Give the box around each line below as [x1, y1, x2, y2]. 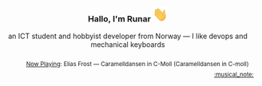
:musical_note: [213, 70, 254, 78]
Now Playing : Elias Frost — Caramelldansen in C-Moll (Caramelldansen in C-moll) [26, 61, 249, 68]
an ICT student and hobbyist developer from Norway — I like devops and [8, 31, 248, 41]
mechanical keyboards [90, 40, 165, 49]
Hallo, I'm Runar [88, 13, 151, 24]
